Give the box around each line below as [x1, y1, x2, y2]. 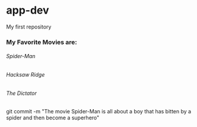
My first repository [6, 23, 52, 30]
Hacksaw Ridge [6, 71, 45, 78]
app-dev [6, 4, 49, 17]
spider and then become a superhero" [6, 114, 100, 122]
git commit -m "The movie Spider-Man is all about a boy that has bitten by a [6, 108, 192, 115]
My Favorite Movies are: [6, 38, 77, 46]
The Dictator [6, 90, 37, 97]
